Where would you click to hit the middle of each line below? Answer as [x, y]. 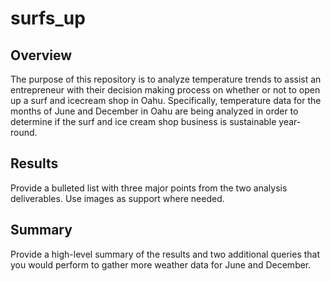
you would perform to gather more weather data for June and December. [161, 264]
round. [24, 132]
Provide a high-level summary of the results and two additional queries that [165, 254]
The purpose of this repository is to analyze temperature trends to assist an [166, 79]
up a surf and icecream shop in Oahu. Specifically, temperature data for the [166, 100]
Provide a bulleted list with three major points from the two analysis [149, 188]
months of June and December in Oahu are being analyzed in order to [154, 111]
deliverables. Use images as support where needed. [117, 198]
